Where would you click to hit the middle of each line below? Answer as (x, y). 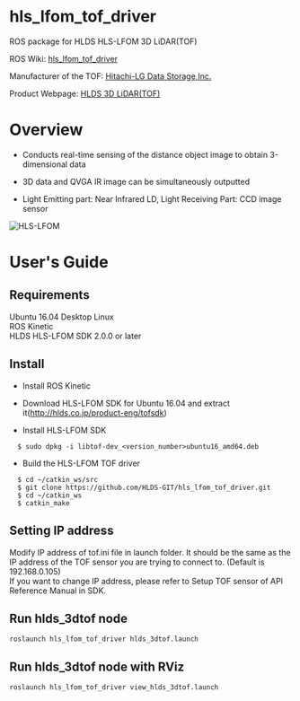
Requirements (49, 295)
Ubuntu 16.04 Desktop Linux (62, 317)
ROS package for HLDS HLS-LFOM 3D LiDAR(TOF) (103, 41)
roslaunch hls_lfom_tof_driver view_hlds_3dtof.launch (114, 688)
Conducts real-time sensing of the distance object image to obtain (145, 154)
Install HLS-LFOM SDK (64, 430)
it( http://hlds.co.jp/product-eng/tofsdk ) (95, 412)
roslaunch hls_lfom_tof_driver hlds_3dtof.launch (104, 639)
